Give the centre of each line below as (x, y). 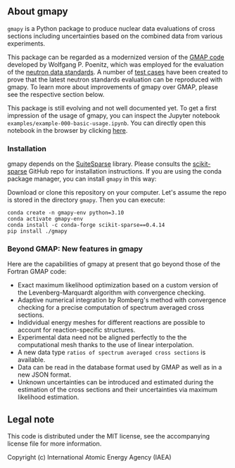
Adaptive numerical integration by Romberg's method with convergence (122, 300)
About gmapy (38, 12)
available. (31, 360)
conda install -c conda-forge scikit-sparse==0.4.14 (86, 225)
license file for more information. (55, 444)
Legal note (31, 419)
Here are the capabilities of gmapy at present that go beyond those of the (114, 264)
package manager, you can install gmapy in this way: (82, 179)
